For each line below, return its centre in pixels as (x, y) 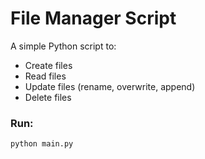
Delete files (48, 97)
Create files (48, 65)
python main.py (42, 144)
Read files (45, 76)
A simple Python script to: (63, 46)
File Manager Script (93, 18)
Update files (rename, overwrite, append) (110, 86)
